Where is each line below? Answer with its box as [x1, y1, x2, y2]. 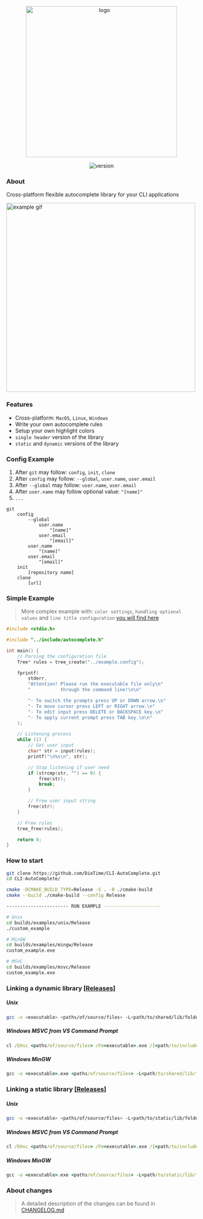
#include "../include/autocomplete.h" [6, 637, 104, 643]
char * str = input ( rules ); [28, 748, 96, 754]
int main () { [6, 648, 39, 654]
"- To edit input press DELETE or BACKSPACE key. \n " [28, 709, 164, 715]
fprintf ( [17, 670, 39, 676]
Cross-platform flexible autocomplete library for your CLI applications [6, 191, 179, 198]
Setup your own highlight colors [14, 427, 95, 434]
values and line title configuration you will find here [21, 614, 159, 622]
